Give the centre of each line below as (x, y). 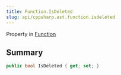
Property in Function (31, 34)
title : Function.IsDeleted (39, 12)
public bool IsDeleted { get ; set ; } (53, 66)
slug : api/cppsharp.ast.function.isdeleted (61, 17)
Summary (25, 52)
